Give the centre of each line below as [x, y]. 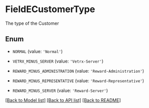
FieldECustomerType [50, 9]
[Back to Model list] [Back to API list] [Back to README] [63, 100]
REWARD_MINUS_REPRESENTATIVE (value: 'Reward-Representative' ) [78, 80]
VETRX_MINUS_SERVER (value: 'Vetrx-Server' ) [58, 61]
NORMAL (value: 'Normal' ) [38, 51]
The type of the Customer [32, 23]
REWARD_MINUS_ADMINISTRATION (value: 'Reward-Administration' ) [78, 71]
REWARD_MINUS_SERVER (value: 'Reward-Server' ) [60, 90]
